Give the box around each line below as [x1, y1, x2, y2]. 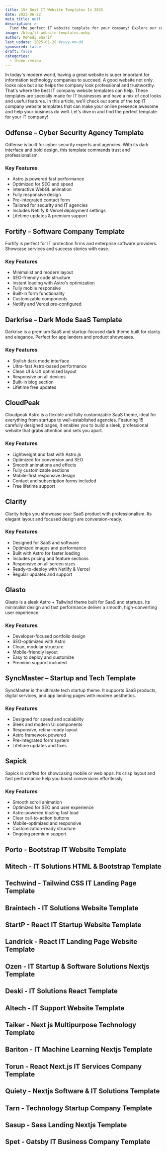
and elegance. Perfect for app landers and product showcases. [5, 334, 135, 340]
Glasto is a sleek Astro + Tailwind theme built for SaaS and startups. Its [5, 599, 150, 605]
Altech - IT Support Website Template [5, 1004, 125, 1012]
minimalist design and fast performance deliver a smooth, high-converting [5, 604, 158, 610]
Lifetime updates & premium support [12, 213, 87, 219]
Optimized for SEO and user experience [12, 804, 94, 810]
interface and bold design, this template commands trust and [5, 147, 130, 153]
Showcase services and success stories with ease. [5, 246, 109, 252]
